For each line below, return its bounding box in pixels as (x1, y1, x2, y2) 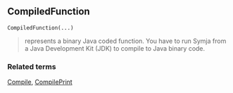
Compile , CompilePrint (7, 77, 73, 87)
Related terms (7, 61, 56, 71)
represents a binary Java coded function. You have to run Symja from (24, 37, 227, 45)
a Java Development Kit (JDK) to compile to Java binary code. (24, 44, 206, 52)
